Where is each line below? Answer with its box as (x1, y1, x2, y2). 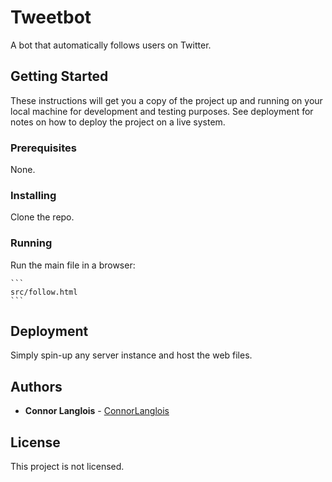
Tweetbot (10, 6, 92, 29)
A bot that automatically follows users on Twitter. (10, 39, 212, 51)
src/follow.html (10, 287, 78, 297)
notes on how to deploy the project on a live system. (10, 116, 226, 128)
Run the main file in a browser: (10, 259, 136, 271)
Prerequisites (10, 141, 77, 155)
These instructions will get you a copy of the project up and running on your (10, 94, 323, 106)
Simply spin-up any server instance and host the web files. (10, 349, 253, 361)
